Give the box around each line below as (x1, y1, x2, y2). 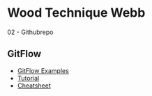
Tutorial (17, 74, 40, 82)
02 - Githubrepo (7, 28, 54, 36)
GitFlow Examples (17, 66, 70, 74)
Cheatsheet (17, 81, 51, 90)
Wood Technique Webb (7, 5, 146, 21)
